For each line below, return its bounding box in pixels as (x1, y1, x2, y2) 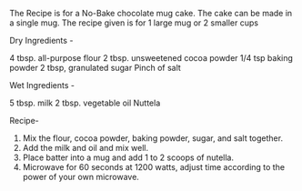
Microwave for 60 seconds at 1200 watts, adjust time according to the (22, 162, 285, 172)
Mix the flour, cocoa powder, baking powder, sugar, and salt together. (22, 133, 284, 144)
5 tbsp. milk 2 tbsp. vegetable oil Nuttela (9, 97, 161, 108)
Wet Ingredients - (9, 80, 75, 90)
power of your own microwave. (22, 172, 139, 182)
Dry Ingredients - (9, 35, 74, 45)
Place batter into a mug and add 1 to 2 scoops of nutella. (22, 152, 235, 163)
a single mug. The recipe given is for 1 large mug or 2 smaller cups (9, 17, 259, 28)
